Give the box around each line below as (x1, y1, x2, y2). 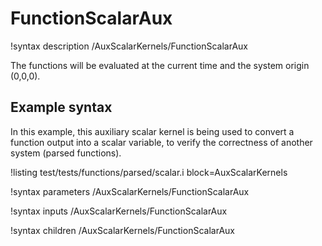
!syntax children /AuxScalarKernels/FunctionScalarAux (10, 224, 235, 236)
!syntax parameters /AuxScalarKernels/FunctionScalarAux (10, 185, 250, 197)
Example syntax (10, 99, 113, 116)
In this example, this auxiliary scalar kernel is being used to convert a (10, 125, 295, 137)
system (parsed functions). (10, 147, 122, 159)
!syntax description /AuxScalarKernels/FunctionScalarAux (10, 40, 248, 52)
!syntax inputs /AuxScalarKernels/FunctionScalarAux (10, 205, 228, 217)
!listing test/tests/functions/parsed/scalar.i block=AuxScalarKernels (10, 166, 288, 178)
